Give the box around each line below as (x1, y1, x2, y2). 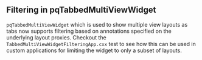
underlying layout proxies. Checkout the (6, 33, 106, 41)
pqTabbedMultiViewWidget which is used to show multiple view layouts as (6, 21, 188, 28)
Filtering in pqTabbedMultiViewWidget (6, 5, 156, 15)
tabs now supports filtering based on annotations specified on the (6, 27, 172, 35)
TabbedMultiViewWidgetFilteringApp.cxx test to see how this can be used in (6, 40, 197, 47)
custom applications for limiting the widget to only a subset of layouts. (6, 47, 183, 54)
